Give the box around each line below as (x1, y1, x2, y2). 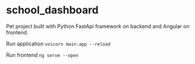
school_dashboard (6, 3, 99, 17)
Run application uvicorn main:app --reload (6, 40, 111, 47)
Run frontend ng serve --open (6, 51, 79, 58)
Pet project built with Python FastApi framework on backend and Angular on (6, 23, 190, 30)
